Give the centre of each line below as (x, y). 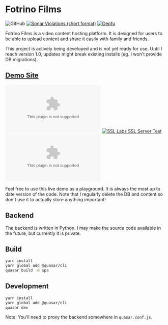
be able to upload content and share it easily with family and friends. (77, 39)
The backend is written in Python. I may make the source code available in (83, 228)
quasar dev (17, 307)
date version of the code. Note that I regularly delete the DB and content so (84, 194)
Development (27, 286)
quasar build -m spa (27, 270)
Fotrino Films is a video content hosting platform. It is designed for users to (84, 33)
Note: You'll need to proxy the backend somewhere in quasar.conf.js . (79, 317)
